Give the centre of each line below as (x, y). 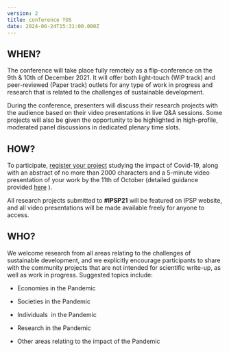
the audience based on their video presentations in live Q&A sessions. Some (115, 113)
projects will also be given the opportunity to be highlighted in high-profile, (112, 120)
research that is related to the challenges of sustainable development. (106, 92)
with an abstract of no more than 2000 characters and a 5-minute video (109, 173)
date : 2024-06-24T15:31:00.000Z (53, 26)
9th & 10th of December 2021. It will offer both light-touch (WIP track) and (111, 78)
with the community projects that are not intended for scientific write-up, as (114, 267)
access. (18, 215)
